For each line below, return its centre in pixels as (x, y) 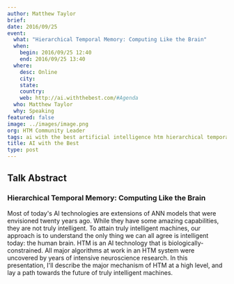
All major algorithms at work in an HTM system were (120, 250)
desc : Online (39, 72)
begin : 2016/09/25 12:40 (56, 53)
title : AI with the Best (43, 144)
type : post (23, 150)
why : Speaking (34, 111)
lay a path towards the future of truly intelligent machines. (90, 272)
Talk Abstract (37, 178)
